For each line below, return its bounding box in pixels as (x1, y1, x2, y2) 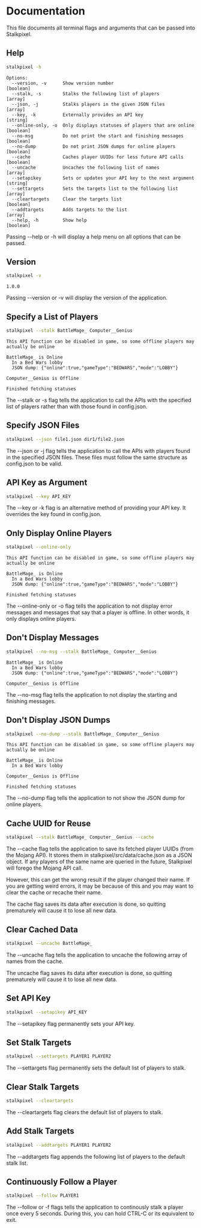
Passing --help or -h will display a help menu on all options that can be (6, 233, 181, 240)
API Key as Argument (6, 478, 88, 488)
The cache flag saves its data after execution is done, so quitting (6, 900, 166, 908)
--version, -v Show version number (11, 80, 114, 86)
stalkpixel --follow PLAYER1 (6, 1192, 79, 1199)
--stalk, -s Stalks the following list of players (11, 90, 160, 97)
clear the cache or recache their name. (6, 889, 103, 896)
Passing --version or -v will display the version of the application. (6, 294, 168, 302)
